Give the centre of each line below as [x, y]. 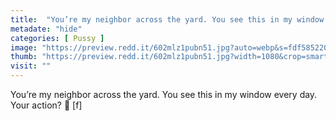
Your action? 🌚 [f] [46, 105]
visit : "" [31, 66]
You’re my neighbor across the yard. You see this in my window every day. [164, 94]
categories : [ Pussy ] [57, 38]
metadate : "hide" [46, 29]
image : [24, 47]
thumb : [24, 57]
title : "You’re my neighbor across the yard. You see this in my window [167, 19]
